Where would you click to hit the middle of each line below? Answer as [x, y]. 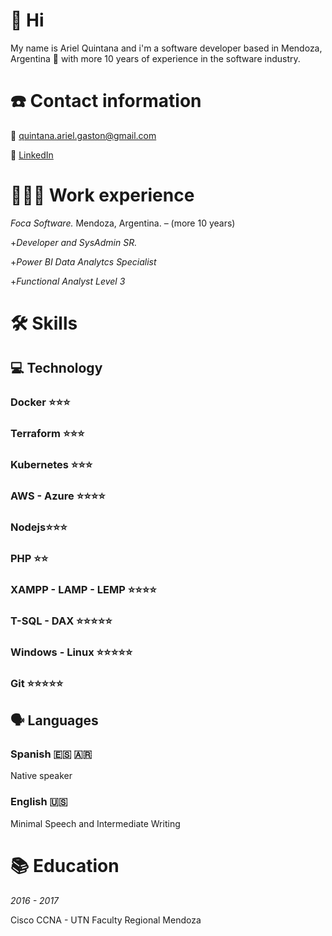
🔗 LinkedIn [32, 155]
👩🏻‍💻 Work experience [102, 195]
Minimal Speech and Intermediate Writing [95, 823]
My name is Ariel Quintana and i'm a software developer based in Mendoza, [166, 48]
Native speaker [41, 776]
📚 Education [65, 865]
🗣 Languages [54, 720]
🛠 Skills [44, 323]
